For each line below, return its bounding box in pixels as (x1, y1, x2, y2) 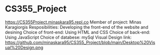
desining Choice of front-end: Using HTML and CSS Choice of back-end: (5, 29, 151, 35)
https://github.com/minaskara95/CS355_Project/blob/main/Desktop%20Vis (5, 39, 156, 45)
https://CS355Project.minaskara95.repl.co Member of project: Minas (5, 19, 142, 25)
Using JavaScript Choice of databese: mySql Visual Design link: (5, 34, 132, 40)
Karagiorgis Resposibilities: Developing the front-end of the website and (5, 24, 148, 30)
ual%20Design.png (5, 44, 44, 50)
